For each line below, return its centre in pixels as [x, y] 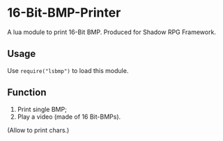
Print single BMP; [42, 109]
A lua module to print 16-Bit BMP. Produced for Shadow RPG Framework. [111, 32]
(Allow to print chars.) [38, 130]
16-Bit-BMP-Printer [64, 13]
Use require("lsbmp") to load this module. [68, 70]
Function [27, 93]
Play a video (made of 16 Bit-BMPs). [69, 117]
